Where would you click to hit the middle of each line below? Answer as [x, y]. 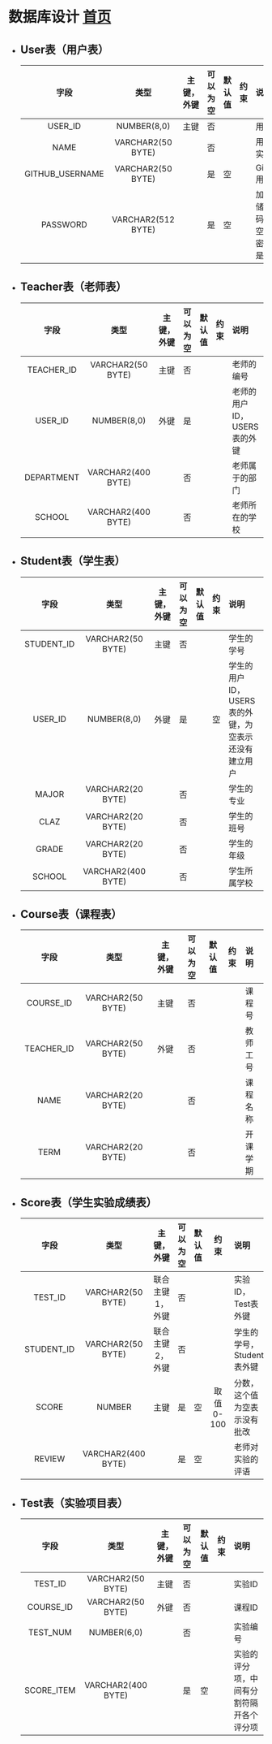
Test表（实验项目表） [74, 1503]
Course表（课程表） [71, 914]
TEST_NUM [50, 1633]
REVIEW [49, 1459]
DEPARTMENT [52, 477]
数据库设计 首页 [60, 17]
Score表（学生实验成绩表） [89, 1203]
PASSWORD [64, 225]
